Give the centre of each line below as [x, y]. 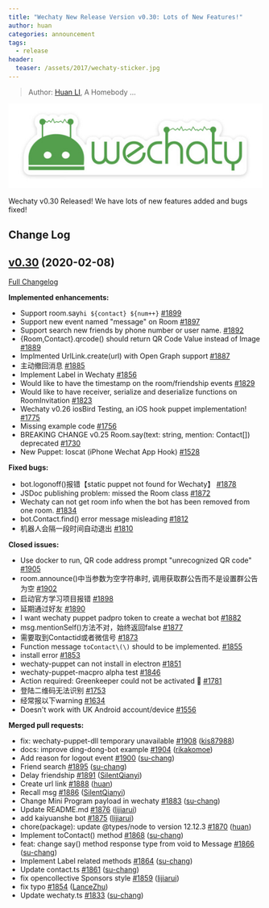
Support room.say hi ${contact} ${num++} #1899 [101, 313]
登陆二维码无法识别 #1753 [63, 691]
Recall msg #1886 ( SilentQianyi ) [73, 793]
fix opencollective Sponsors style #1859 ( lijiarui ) [99, 878]
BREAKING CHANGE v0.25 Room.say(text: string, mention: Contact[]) [135, 435]
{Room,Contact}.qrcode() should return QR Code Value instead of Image [140, 339]
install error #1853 [50, 655]
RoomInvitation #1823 [56, 400]
